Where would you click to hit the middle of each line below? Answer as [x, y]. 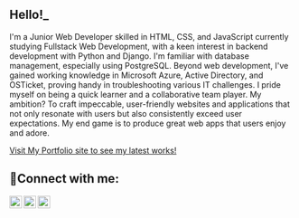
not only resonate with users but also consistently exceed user [126, 113]
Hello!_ [29, 15]
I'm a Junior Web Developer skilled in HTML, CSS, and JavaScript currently [149, 36]
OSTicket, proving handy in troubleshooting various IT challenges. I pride [145, 84]
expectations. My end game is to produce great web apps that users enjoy [148, 123]
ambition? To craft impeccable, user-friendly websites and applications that [150, 104]
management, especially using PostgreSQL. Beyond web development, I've [149, 65]
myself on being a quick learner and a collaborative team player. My [135, 94]
